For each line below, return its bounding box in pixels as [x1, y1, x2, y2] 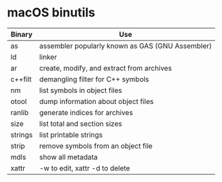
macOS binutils [7, 5, 96, 21]
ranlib [10, 107, 29, 117]
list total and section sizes [39, 118, 122, 128]
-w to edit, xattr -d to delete [39, 163, 130, 172]
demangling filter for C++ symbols [39, 74, 150, 83]
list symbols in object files [39, 86, 122, 95]
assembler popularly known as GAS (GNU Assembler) [39, 41, 212, 51]
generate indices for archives [39, 107, 133, 117]
